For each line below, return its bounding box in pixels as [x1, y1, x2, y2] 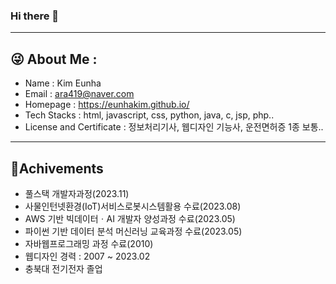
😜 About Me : [10, 50, 98, 68]
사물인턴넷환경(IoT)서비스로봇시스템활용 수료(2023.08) [24, 200, 242, 212]
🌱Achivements [10, 160, 104, 177]
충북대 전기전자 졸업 [24, 262, 103, 274]
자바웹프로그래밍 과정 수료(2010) [24, 237, 154, 249]
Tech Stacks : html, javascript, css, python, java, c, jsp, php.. [24, 109, 275, 121]
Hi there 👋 [10, 9, 60, 23]
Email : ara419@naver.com [24, 88, 135, 100]
